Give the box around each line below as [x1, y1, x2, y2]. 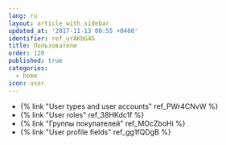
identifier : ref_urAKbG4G [8, 34, 95, 43]
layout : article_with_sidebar [8, 19, 110, 27]
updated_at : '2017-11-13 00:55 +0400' [8, 27, 138, 35]
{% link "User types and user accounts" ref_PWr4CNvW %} [19, 101, 219, 111]
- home [15, 72, 38, 80]
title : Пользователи [8, 42, 78, 50]
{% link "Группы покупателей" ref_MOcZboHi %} [19, 118, 187, 128]
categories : [8, 64, 48, 72]
